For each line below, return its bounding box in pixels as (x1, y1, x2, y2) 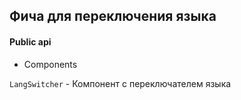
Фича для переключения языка (9, 8, 217, 25)
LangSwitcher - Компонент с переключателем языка (9, 77, 232, 89)
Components (23, 58, 78, 70)
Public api (9, 35, 52, 48)
